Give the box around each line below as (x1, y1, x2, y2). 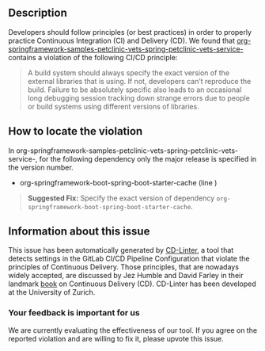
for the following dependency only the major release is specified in (39, 154, 257, 163)
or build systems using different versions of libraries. (27, 101, 199, 111)
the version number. (8, 162, 74, 172)
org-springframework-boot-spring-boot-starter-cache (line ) (19, 177, 218, 187)
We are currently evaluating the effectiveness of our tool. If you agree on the (8, 325, 258, 335)
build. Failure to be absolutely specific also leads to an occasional (27, 85, 242, 94)
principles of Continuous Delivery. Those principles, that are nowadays (8, 262, 240, 272)
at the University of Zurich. (8, 288, 96, 297)
